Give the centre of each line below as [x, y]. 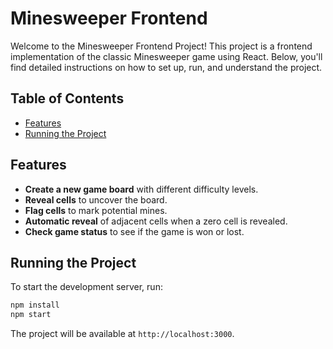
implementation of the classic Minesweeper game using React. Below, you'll [166, 56]
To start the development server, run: [86, 287]
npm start [31, 315]
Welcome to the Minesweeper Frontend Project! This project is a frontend [161, 46]
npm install [35, 305]
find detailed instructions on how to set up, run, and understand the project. [166, 67]
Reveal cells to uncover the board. [96, 199]
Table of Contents [67, 98]
